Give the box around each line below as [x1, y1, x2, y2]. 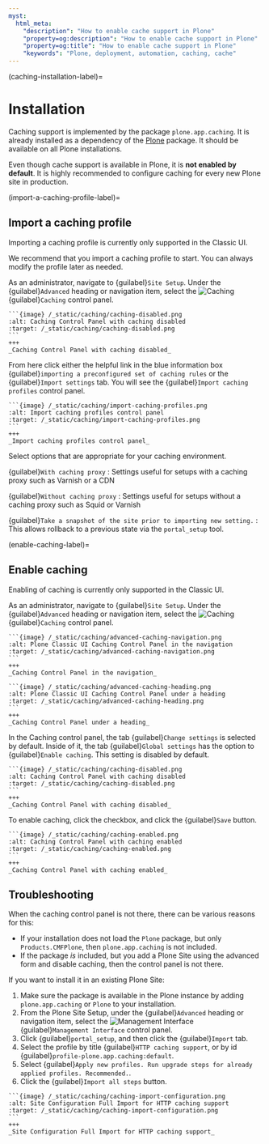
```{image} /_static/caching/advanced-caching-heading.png [8, 683, 212, 691]
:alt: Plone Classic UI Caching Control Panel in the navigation [8, 640, 233, 649]
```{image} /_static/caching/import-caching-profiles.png [8, 402, 208, 410]
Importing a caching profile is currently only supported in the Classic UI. [8, 237, 248, 247]
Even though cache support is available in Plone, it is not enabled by [8, 159, 237, 169]
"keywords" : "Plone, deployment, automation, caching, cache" [23, 49, 237, 57]
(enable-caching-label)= [8, 539, 90, 549]
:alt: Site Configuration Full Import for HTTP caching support [8, 1099, 229, 1108]
